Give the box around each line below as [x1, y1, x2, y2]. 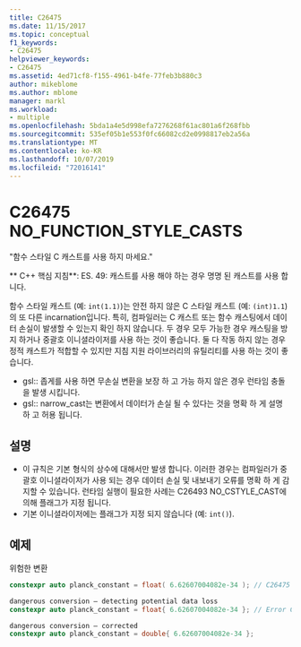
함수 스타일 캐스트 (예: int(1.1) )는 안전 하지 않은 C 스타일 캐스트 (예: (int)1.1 [9, 301, 285, 312]
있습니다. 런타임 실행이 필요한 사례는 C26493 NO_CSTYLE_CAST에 [48, 486, 287, 497]
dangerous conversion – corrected [9, 621, 139, 630]
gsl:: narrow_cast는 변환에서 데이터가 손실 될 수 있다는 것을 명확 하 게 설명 [21, 398, 284, 409]
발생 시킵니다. [31, 387, 81, 398]
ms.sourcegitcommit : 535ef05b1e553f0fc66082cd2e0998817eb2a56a [9, 130, 251, 139]
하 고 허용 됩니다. [21, 410, 82, 420]
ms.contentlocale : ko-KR [9, 146, 102, 155]
